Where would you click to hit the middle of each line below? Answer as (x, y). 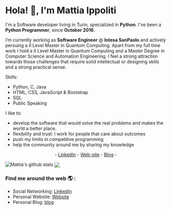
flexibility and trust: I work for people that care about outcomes (79, 134)
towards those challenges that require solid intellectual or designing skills (82, 61)
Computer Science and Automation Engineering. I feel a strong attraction (82, 56)
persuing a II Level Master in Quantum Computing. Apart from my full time (83, 45)
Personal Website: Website (41, 197)
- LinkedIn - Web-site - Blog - (86, 154)
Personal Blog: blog (33, 202)
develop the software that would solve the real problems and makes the (88, 123)
